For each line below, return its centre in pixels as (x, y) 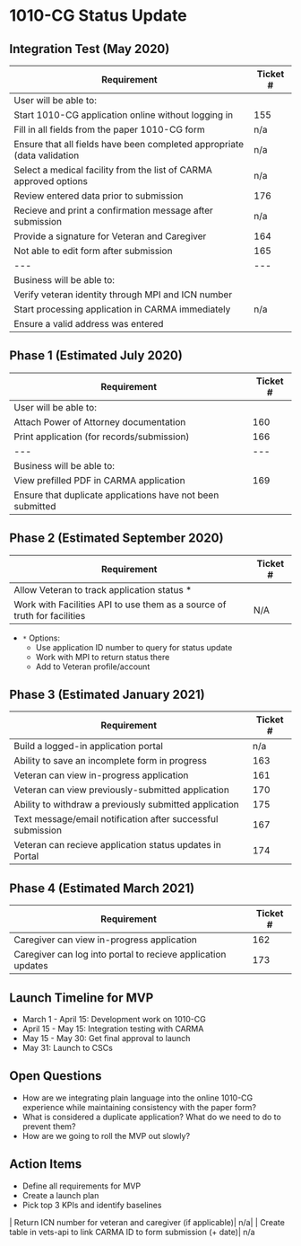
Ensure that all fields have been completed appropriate (129, 144)
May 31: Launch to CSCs (68, 1048)
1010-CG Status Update (99, 16)
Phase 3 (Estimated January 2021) (107, 695)
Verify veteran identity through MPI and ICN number (123, 295)
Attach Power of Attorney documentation (100, 421)
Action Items (46, 1164)
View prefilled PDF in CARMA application (99, 480)
